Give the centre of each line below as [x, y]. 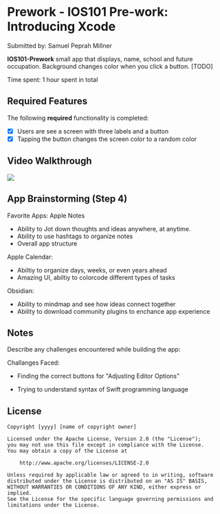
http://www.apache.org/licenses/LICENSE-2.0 [84, 463]
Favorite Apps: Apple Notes [46, 215]
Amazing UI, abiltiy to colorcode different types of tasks [96, 277]
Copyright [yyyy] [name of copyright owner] [72, 427]
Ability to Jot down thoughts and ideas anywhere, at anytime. [104, 228]
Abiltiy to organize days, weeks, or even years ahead [92, 270]
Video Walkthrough [49, 161]
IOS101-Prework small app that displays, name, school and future [100, 58]
